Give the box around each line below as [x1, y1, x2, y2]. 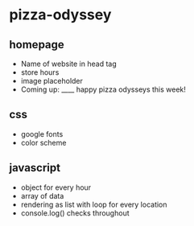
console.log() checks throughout [20, 208, 130, 218]
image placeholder [20, 76, 84, 85]
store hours [20, 68, 60, 77]
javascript [9, 161, 61, 175]
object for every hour [20, 183, 92, 192]
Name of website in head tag [20, 59, 117, 68]
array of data [20, 191, 64, 200]
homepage [9, 38, 65, 51]
